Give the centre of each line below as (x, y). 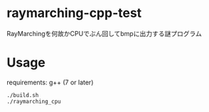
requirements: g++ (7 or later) (50, 82)
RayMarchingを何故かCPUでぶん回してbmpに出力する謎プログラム (104, 33)
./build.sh (23, 95)
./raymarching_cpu (34, 101)
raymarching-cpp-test (74, 13)
